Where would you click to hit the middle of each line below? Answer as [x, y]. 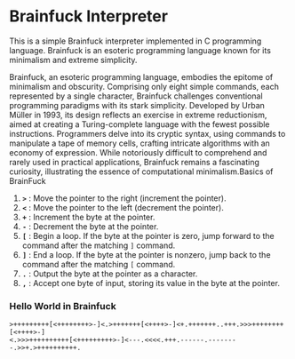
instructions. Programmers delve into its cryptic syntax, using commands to [147, 133]
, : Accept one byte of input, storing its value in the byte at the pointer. [151, 283]
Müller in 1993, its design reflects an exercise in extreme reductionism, [138, 115]
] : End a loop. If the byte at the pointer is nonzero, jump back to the [146, 254]
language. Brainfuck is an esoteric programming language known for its [140, 50]
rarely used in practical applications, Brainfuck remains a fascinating [135, 162]
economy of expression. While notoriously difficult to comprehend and [138, 152]
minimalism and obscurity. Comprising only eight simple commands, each [144, 86]
